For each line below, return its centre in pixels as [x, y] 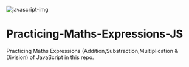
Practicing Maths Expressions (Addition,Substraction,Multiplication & [92, 51]
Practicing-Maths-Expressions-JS [95, 34]
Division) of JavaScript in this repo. [50, 57]
